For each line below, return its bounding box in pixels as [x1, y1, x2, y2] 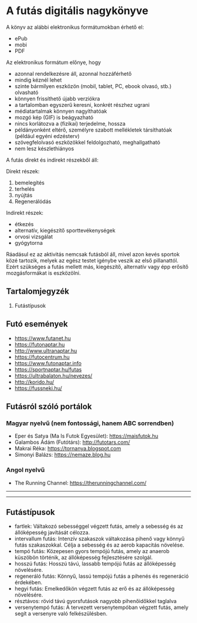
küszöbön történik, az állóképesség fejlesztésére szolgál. [14, 554, 153, 561]
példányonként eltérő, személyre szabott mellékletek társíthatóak [14, 126, 172, 133]
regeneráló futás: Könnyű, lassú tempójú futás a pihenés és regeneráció [14, 573, 189, 580]
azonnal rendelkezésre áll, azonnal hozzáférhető [14, 70, 132, 77]
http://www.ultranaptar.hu [14, 347, 77, 354]
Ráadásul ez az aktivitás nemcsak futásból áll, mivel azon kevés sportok [6, 251, 180, 258]
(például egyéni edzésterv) [14, 132, 80, 139]
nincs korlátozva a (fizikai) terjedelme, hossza [14, 120, 126, 127]
